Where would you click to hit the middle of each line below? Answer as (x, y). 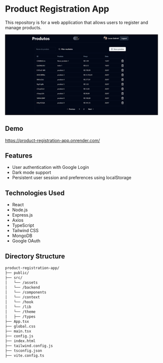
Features (19, 155)
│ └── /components (26, 292)
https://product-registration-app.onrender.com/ (53, 140)
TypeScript (23, 225)
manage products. (23, 27)
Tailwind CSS (25, 231)
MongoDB (22, 236)
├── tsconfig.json (24, 351)
